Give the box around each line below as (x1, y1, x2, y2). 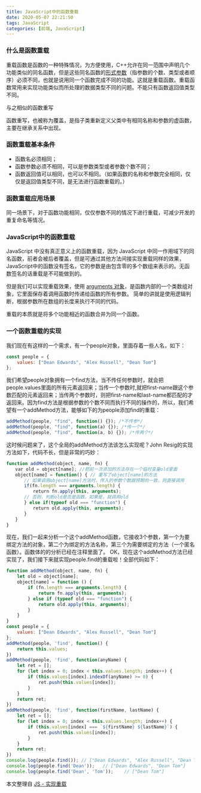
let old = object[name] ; (17, 574, 79, 580)
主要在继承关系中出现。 (6, 124, 64, 131)
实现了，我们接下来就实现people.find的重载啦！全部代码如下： (6, 556, 160, 563)
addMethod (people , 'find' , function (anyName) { (6, 657, 127, 663)
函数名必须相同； (14, 155, 57, 162)
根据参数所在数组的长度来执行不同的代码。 (16, 298, 121, 305)
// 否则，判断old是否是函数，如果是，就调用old (23, 494, 129, 500)
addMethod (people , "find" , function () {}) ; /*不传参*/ (6, 418, 144, 424)
